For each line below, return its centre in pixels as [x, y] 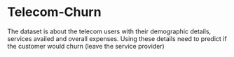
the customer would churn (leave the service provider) [86, 46]
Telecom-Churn [54, 12]
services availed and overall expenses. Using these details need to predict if [117, 38]
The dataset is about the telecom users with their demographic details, [109, 31]
